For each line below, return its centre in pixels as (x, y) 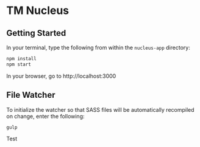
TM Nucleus (38, 11)
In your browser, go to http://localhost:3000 (61, 76)
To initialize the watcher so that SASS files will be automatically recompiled (100, 109)
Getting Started (36, 33)
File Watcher (31, 95)
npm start (19, 64)
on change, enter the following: (45, 116)
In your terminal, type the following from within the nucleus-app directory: (98, 47)
